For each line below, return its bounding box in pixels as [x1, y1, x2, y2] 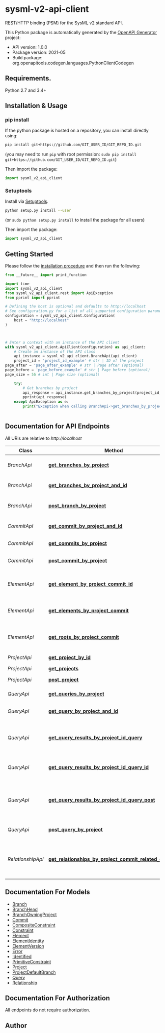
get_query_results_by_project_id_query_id [48, 764, 149, 770]
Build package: [12, 54, 43, 60]
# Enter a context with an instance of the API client [5, 340, 120, 345]
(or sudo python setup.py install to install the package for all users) [5, 217, 145, 223]
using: [5, 133, 18, 139]
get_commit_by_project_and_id [48, 522, 123, 529]
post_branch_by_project [48, 502, 107, 509]
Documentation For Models [5, 888, 90, 896]
